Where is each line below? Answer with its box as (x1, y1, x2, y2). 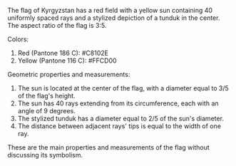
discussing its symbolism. (7, 151, 83, 159)
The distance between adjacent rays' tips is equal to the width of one (17, 122, 221, 130)
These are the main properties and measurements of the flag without (7, 143, 210, 152)
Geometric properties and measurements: (7, 71, 130, 78)
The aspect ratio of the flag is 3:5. (7, 21, 107, 29)
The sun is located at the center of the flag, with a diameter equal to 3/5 (17, 84, 230, 92)
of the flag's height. (17, 92, 76, 100)
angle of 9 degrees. (17, 107, 76, 115)
